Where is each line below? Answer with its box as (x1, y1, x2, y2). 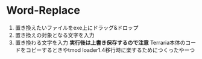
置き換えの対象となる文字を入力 (14, 31, 95, 39)
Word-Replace (6, 4, 80, 17)
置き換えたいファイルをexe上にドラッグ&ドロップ (14, 24, 139, 31)
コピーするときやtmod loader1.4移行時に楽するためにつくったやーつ (25, 46, 195, 54)
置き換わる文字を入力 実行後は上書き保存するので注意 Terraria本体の (14, 39, 186, 46)
